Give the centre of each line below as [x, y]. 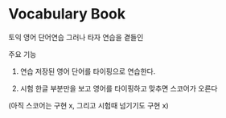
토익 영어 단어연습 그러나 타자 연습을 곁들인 [76, 37]
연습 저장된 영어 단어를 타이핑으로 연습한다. [88, 71]
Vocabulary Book [67, 14]
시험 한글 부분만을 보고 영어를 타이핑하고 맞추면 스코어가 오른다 [119, 88]
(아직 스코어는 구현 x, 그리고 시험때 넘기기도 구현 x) [88, 105]
